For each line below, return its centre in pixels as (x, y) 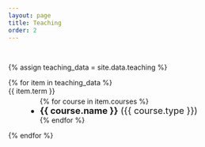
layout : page (30, 15)
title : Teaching (35, 23)
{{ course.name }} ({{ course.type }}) (118, 111)
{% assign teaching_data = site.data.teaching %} (88, 67)
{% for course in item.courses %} (94, 102)
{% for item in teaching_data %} (60, 83)
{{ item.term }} (32, 91)
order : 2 (23, 30)
